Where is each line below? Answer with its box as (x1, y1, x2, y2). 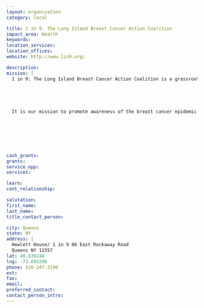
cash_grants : (6, 152, 39, 158)
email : (6, 281, 23, 287)
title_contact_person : (6, 213, 64, 220)
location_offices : (6, 48, 53, 55)
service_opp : (6, 164, 39, 170)
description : (6, 64, 39, 70)
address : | (6, 236, 34, 243)
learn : (6, 180, 23, 187)
